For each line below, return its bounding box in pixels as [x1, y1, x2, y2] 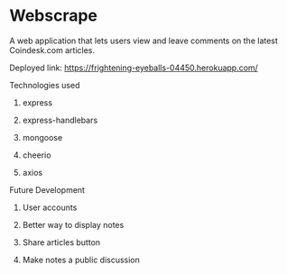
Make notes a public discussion [22, 254, 140, 265]
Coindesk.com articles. [9, 44, 96, 55]
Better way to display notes [22, 219, 125, 230]
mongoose [22, 132, 63, 142]
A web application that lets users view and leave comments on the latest [9, 35, 278, 46]
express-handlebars [22, 114, 98, 125]
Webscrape [9, 5, 97, 26]
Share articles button [22, 236, 101, 248]
